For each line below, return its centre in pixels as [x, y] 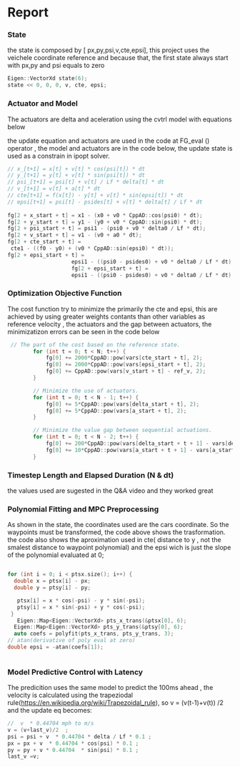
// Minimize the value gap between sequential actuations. [123, 430]
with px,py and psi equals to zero [56, 66]
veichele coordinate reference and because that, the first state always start [118, 58]
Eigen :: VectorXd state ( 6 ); [47, 79]
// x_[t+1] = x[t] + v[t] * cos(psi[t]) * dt [76, 169]
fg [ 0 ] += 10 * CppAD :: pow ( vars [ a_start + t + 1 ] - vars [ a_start [140, 450]
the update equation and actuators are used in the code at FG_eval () [109, 141]
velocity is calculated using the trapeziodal [70, 695]
